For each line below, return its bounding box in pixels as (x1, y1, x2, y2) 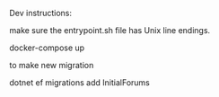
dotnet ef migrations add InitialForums (9, 77, 151, 88)
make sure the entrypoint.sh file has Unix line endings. (9, 25, 211, 35)
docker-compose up (9, 42, 85, 53)
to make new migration (9, 60, 94, 70)
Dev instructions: (9, 8, 73, 18)
